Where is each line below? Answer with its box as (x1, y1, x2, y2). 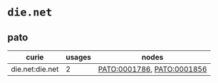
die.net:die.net (11, 65, 59, 74)
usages (65, 52, 91, 62)
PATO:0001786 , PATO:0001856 (98, 65, 207, 74)
